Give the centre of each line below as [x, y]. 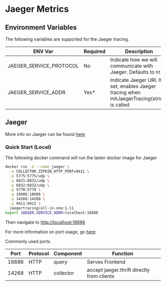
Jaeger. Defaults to [132, 72]
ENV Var [43, 51]
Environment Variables [41, 27]
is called [120, 105]
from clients [101, 276]
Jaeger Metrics [37, 9]
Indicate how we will [134, 60]
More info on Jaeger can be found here [45, 134]
